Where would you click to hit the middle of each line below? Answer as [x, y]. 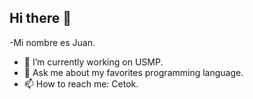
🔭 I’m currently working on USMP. [93, 62]
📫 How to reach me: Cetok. [81, 83]
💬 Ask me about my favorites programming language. [133, 72]
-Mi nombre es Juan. [52, 42]
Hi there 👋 [40, 18]
